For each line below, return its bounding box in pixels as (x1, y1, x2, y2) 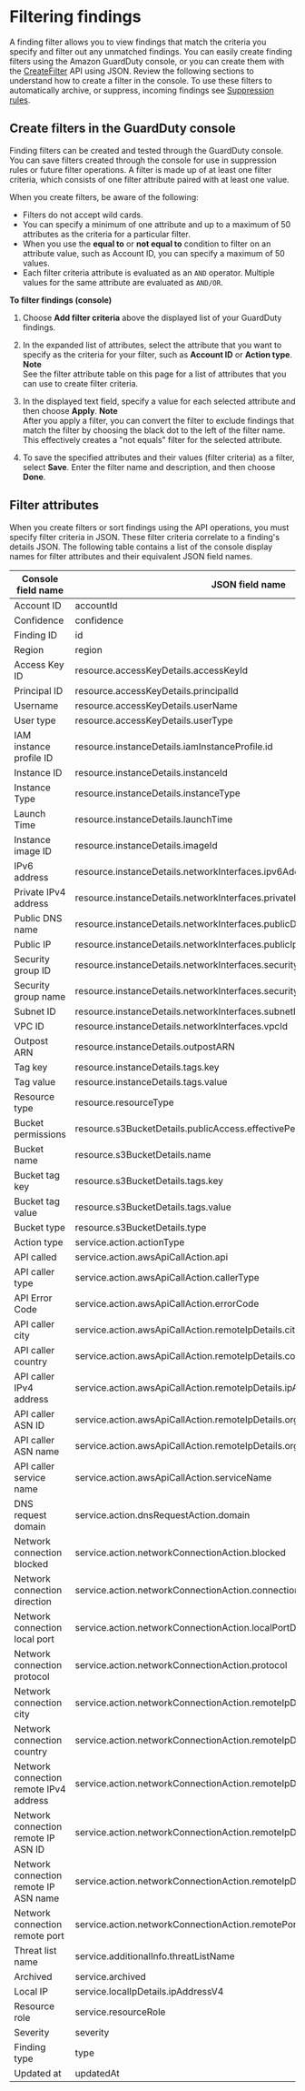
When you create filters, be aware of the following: (9, 191, 200, 202)
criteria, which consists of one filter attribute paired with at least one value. (9, 174, 290, 185)
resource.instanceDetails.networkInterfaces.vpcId (74, 1020, 289, 1032)
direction (14, 1594, 53, 1607)
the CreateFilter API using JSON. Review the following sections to (9, 65, 254, 76)
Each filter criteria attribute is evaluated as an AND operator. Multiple (22, 266, 275, 278)
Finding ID (14, 628, 57, 641)
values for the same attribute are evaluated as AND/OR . (22, 276, 224, 287)
